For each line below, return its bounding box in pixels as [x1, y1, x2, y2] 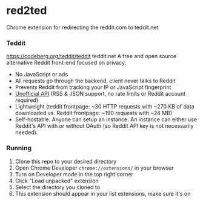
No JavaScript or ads [15, 71, 68, 78]
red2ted [6, 4, 47, 18]
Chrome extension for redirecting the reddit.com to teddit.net [6, 24, 159, 31]
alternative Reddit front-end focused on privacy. [6, 59, 127, 67]
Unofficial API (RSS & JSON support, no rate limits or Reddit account [15, 90, 186, 98]
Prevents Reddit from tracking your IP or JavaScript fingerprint [15, 84, 171, 91]
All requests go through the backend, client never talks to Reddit [15, 77, 176, 85]
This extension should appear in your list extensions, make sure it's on [15, 190, 191, 197]
